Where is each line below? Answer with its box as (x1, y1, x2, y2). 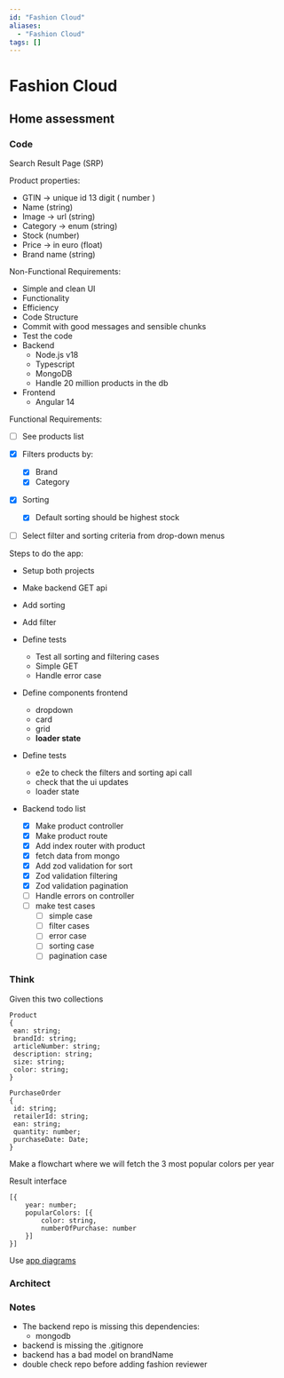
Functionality (21, 293, 70, 304)
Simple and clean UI (21, 283, 96, 294)
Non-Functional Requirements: (9, 266, 122, 277)
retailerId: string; (12, 1112, 90, 1121)
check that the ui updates (35, 776, 129, 787)
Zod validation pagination (35, 880, 129, 891)
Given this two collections (9, 994, 104, 1004)
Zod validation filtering (35, 870, 118, 881)
